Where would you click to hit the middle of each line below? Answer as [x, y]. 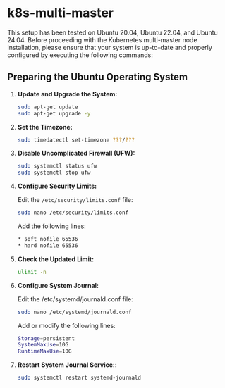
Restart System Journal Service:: [67, 365]
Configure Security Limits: [57, 186]
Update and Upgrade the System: [67, 94]
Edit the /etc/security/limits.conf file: [75, 200]
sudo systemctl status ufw [57, 166]
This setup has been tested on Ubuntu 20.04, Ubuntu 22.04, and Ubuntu [113, 32]
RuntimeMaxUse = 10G [44, 351]
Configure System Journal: [58, 285]
